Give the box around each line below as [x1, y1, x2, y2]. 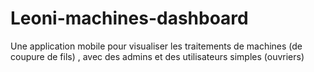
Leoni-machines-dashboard [10, 7, 249, 30]
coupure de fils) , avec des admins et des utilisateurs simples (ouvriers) [10, 50, 305, 62]
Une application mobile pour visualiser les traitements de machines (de [10, 40, 303, 52]
